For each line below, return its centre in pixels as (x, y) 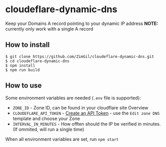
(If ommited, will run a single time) (48, 129)
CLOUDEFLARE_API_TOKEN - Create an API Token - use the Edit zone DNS (86, 113)
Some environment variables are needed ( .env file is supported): (73, 98)
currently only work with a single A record (49, 28)
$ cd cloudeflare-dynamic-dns (38, 61)
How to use (23, 86)
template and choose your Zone (46, 119)
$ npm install (20, 65)
